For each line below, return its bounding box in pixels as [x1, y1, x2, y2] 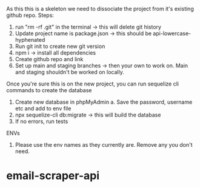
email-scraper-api [6, 169, 100, 183]
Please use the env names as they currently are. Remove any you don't [15, 141, 193, 148]
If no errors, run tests [15, 118, 68, 125]
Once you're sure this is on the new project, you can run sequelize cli [6, 80, 179, 87]
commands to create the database [6, 87, 92, 93]
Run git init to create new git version [15, 42, 105, 50]
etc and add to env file [15, 105, 72, 112]
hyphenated [15, 36, 45, 43]
